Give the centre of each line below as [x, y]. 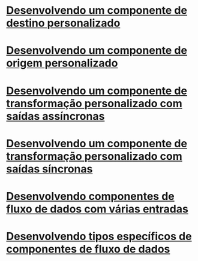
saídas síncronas [49, 169]
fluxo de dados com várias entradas [97, 209]
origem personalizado [62, 63]
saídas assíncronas [55, 116]
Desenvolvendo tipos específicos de [99, 236]
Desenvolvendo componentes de [91, 196]
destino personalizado [63, 23]
